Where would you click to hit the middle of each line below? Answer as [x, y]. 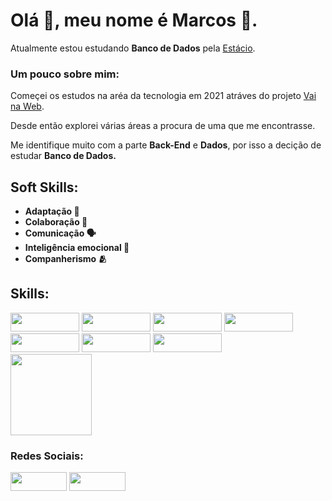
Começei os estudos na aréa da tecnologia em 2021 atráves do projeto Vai [163, 96]
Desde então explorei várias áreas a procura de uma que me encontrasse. [163, 126]
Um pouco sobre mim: [65, 74]
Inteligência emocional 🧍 [77, 248]
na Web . [27, 106]
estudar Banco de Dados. [63, 156]
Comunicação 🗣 [60, 233]
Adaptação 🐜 [52, 211]
